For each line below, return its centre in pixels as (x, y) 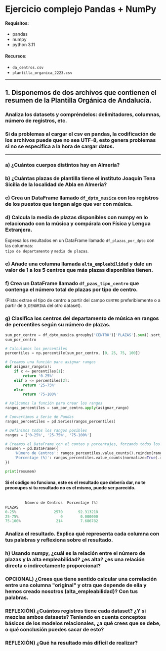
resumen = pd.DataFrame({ (32, 449)
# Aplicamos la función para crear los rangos (54, 403)
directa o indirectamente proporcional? (53, 566)
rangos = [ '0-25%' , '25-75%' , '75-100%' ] (48, 435)
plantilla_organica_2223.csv (42, 73)
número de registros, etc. (36, 120)
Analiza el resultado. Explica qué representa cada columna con (82, 534)
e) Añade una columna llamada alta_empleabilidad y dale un (79, 264)
